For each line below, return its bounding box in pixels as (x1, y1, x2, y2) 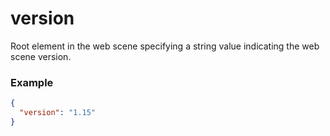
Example (10, 75, 54, 89)
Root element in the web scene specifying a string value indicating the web (10, 40, 320, 52)
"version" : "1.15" (19, 108, 97, 118)
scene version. (10, 50, 72, 62)
